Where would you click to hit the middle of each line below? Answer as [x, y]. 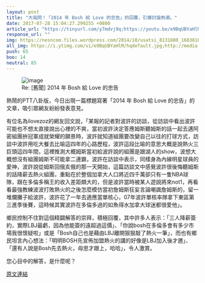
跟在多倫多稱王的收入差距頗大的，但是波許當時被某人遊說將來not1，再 [105, 182]
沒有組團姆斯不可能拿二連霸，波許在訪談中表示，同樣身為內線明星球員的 [108, 159]
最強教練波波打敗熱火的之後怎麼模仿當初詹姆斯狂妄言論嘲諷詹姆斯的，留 [102, 189]
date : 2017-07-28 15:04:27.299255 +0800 [59, 23]
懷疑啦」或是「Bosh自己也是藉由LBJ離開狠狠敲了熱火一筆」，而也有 [107, 232]
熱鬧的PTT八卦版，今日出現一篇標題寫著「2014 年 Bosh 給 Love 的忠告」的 [101, 100]
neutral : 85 [21, 63]
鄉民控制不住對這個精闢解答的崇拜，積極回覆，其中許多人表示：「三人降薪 [99, 217]
